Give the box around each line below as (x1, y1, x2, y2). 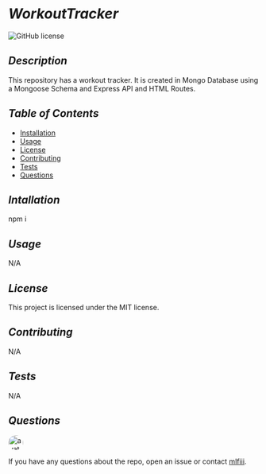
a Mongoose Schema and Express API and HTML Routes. (8, 84, 196, 93)
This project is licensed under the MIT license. (8, 303, 160, 312)
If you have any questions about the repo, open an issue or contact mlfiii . (8, 457, 247, 466)
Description (8, 54, 67, 68)
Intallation (8, 192, 60, 207)
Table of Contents (8, 107, 99, 120)
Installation (19, 128, 56, 138)
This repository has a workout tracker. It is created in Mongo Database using (8, 75, 259, 84)
